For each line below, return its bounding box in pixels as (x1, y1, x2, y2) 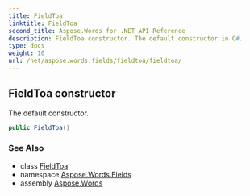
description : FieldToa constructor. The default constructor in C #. (8, 34, 244, 43)
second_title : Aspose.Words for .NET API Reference (8, 27, 185, 35)
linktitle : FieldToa (8, 19, 78, 27)
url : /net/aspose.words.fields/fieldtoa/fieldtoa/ (8, 57, 182, 65)
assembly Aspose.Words (19, 178, 103, 188)
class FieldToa (19, 161, 69, 170)
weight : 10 (8, 49, 45, 57)
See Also (8, 143, 44, 154)
